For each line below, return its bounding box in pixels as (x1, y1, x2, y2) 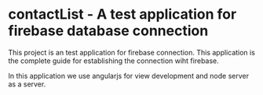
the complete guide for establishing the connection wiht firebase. (8, 56, 220, 65)
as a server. (8, 79, 46, 89)
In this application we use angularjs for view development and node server (8, 71, 250, 80)
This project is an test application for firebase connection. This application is (8, 47, 255, 57)
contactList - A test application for (8, 5, 237, 23)
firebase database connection (8, 22, 209, 40)
